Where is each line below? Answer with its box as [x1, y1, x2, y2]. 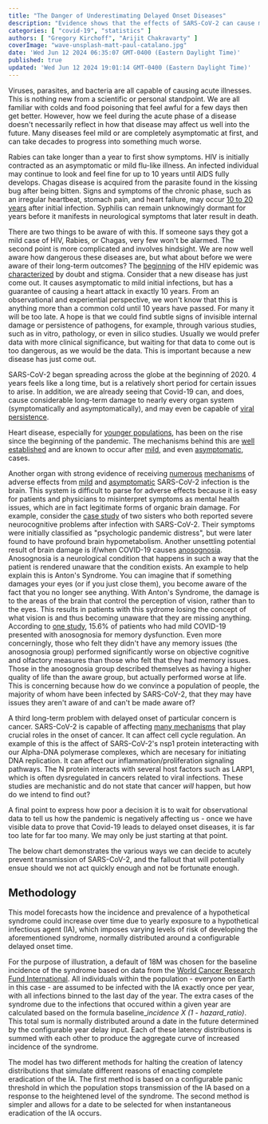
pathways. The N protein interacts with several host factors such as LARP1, [8, 764, 255, 773]
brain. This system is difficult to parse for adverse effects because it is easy [8, 485, 258, 495]
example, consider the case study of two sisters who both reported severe [8, 510, 254, 520]
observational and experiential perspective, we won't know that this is [8, 295, 238, 304]
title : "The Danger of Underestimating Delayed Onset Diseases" [8, 11, 227, 20]
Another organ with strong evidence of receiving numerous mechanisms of [8, 468, 255, 478]
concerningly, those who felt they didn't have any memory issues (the [8, 638, 238, 648]
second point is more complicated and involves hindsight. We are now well [8, 244, 254, 253]
